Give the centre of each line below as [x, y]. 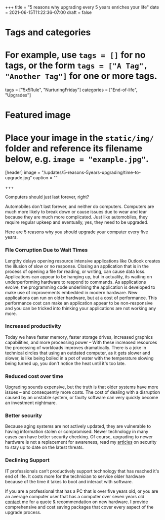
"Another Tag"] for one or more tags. [81, 76]
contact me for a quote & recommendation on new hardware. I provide [77, 502]
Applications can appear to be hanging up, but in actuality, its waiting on [79, 276]
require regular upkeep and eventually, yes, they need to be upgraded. [77, 222]
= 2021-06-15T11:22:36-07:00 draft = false [49, 12]
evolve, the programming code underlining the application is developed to [80, 287]
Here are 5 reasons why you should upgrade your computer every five [77, 232]
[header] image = [23, 172]
